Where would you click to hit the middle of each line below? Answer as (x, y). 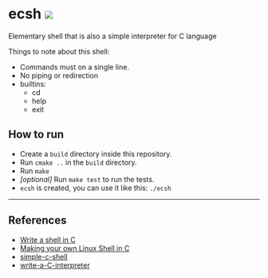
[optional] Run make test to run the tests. (87, 179)
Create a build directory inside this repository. (96, 153)
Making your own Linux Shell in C (75, 248)
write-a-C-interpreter (55, 265)
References (37, 220)
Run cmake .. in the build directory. (78, 162)
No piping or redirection (59, 75)
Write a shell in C (47, 240)
